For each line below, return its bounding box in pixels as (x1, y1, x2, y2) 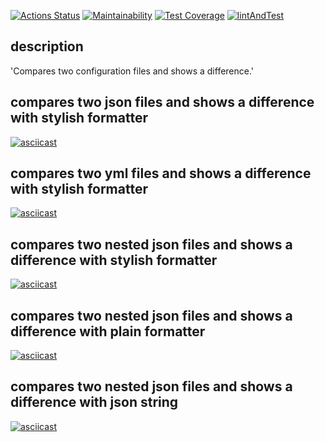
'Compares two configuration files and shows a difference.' (10, 65, 255, 77)
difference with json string (10, 394, 179, 411)
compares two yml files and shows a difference (10, 165, 312, 182)
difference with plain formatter (10, 323, 206, 340)
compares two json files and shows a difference (10, 94, 315, 111)
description (10, 38, 84, 55)
